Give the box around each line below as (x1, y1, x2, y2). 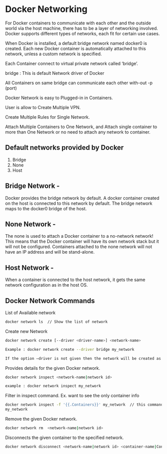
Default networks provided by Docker (5, 144, 124, 152)
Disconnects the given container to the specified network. (5, 435, 124, 441)
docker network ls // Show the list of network (5, 319, 108, 324)
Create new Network (5, 328, 48, 334)
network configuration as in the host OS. (5, 282, 88, 288)
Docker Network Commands (5, 297, 95, 305)
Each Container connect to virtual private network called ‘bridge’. (5, 60, 138, 66)
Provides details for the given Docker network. (5, 365, 100, 371)
